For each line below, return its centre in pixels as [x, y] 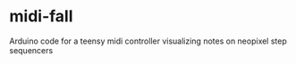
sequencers [31, 50]
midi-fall [41, 16]
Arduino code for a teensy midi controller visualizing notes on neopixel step [148, 41]
